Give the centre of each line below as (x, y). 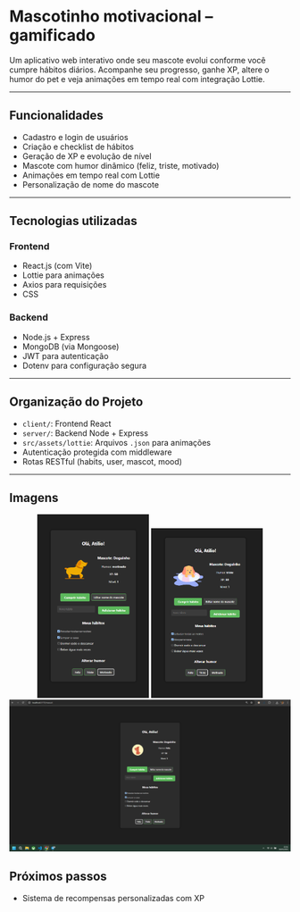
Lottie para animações (63, 275)
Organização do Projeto (76, 402)
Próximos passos (58, 877)
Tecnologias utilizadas (73, 221)
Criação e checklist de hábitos (78, 146)
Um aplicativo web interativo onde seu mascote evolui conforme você (137, 60)
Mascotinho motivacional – (111, 17)
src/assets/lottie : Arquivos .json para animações (117, 442)
